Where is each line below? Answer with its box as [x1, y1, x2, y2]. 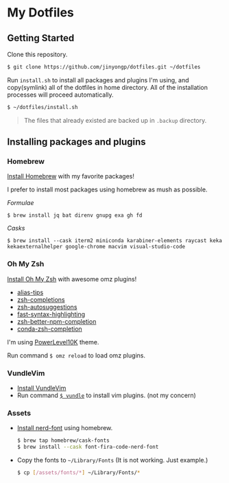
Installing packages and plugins [7, 136, 146, 148]
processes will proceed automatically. [7, 91, 114, 99]
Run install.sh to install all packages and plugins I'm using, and [7, 75, 190, 84]
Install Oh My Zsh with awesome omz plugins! [7, 274, 137, 283]
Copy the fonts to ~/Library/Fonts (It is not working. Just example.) [16, 456, 208, 464]
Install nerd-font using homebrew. [16, 424, 113, 432]
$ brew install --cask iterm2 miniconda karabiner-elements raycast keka [7, 237, 223, 244]
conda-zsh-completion [16, 325, 82, 333]
